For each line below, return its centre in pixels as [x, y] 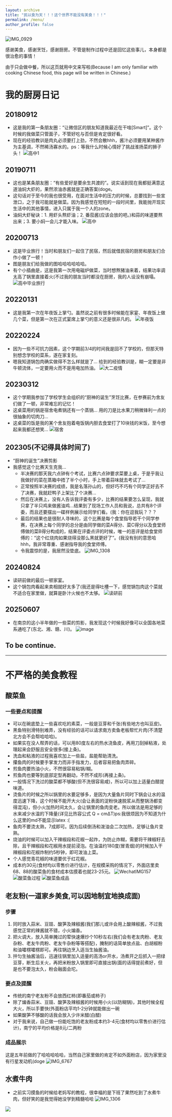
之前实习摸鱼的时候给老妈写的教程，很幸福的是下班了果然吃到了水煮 [84, 1092]
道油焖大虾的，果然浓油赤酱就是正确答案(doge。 [64, 189]
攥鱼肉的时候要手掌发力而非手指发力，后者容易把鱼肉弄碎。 [76, 763]
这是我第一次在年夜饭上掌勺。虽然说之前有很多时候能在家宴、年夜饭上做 [89, 312]
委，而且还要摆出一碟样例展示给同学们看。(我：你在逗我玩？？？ [89, 512]
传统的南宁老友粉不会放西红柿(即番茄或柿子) [59, 996]
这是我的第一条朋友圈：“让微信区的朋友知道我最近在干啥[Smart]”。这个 [88, 128]
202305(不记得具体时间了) [48, 447]
